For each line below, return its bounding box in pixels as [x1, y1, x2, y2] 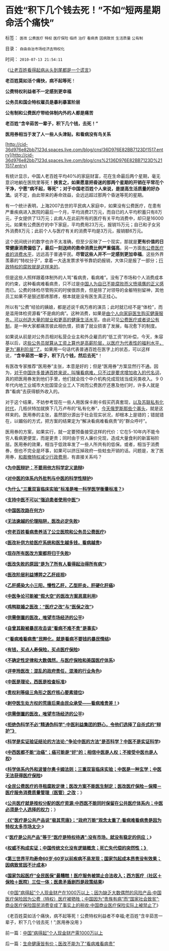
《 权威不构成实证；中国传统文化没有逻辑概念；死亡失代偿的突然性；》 [5, 845, 148, 851]
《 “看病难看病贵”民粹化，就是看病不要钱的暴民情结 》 [5, 636, 111, 642]
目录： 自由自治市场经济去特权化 [5, 45, 65, 51]
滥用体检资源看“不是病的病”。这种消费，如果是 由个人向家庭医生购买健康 [9, 310, 159, 316]
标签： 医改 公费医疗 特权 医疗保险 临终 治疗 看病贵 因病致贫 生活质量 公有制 [5, 35, 143, 41]
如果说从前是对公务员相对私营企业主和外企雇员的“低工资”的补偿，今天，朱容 [5, 333, 163, 339]
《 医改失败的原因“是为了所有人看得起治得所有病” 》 [5, 561, 107, 567]
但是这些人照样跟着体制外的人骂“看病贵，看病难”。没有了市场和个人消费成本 [5, 274, 163, 280]
